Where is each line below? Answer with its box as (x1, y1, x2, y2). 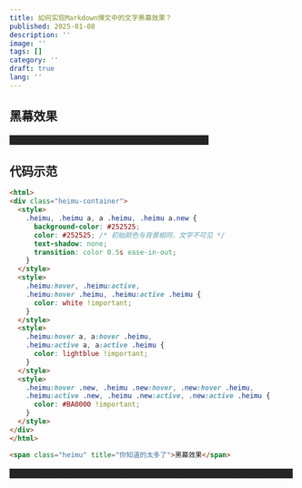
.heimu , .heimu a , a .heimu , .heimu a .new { (25, 214, 197, 223)
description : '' (9, 30, 71, 39)
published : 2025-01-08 (9, 22, 96, 31)
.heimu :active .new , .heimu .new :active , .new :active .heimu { (25, 391, 271, 401)
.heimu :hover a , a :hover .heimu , (25, 332, 153, 341)
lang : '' (9, 73, 43, 82)
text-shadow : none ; (33, 239, 107, 249)
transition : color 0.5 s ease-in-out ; (33, 248, 177, 257)
